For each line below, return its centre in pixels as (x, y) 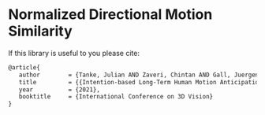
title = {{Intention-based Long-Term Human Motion (118, 82)
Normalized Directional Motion (110, 15)
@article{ (24, 67)
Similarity (40, 31)
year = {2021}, (60, 89)
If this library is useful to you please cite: (74, 53)
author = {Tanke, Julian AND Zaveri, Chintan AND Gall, (125, 75)
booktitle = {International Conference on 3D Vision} (116, 97)
